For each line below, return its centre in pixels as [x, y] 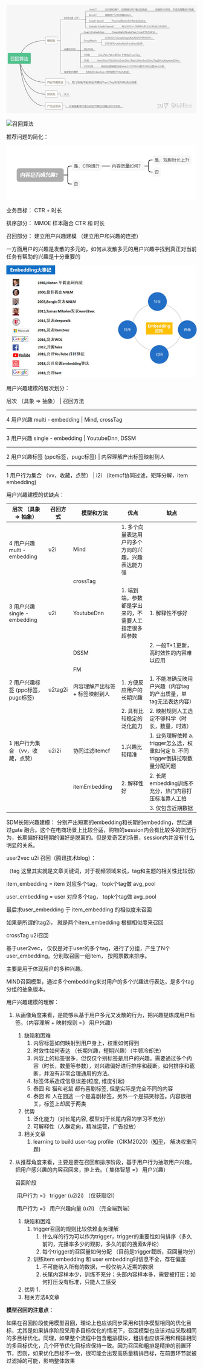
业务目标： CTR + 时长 [34, 210]
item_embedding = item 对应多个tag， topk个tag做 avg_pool [81, 884]
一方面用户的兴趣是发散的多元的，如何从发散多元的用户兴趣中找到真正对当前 [101, 249]
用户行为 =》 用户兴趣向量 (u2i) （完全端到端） [75, 1209]
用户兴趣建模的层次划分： [38, 388]
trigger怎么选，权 [171, 743]
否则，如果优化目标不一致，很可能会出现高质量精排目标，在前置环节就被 [107, 1353]
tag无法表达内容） [172, 701]
